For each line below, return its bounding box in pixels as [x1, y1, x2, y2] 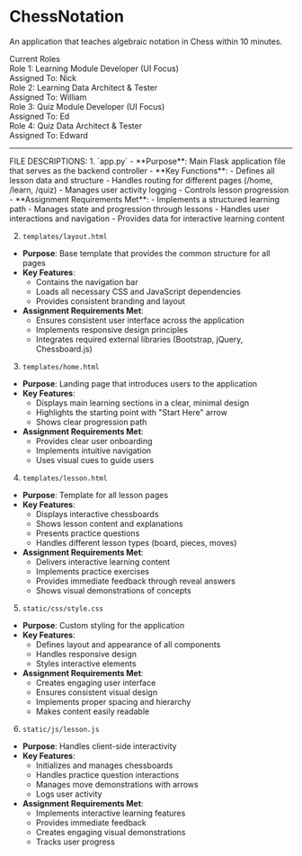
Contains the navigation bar [35, 276, 138, 287]
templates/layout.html [22, 232, 108, 241]
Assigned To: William [9, 92, 87, 103]
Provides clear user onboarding [35, 435, 153, 446]
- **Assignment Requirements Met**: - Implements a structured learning [9, 193, 280, 204]
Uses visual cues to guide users [35, 454, 155, 465]
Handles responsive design [35, 648, 138, 659]
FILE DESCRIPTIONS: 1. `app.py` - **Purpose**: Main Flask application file [9, 156, 286, 166]
